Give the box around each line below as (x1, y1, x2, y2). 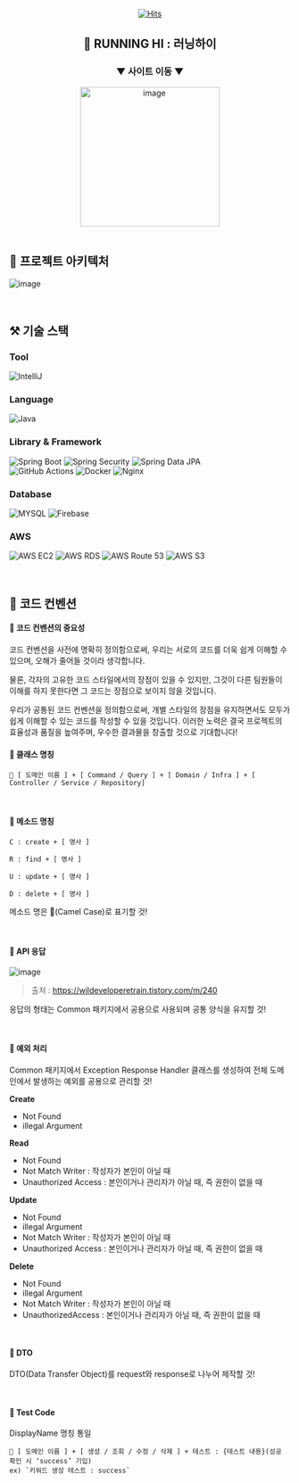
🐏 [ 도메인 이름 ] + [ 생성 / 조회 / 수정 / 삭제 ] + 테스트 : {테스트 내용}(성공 (9, 1447, 282, 1456)
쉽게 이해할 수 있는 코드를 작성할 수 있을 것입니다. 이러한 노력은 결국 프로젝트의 (9, 715, 283, 726)
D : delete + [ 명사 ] (9, 890, 90, 899)
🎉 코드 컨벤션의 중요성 (9, 623, 86, 634)
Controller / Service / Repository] (9, 779, 145, 788)
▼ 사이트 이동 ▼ (115, 65, 185, 78)
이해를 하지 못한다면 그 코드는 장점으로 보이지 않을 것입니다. (9, 685, 217, 696)
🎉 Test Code (9, 1406, 55, 1418)
